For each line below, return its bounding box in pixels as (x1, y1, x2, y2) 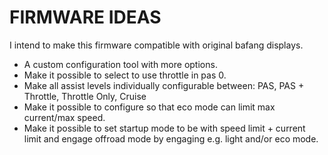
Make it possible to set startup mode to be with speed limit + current (23, 122, 306, 134)
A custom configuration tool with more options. (23, 58, 218, 70)
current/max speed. (23, 111, 106, 123)
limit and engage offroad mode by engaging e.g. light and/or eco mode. (23, 132, 319, 145)
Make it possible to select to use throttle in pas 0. (23, 69, 227, 81)
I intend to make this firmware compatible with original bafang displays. (9, 39, 304, 51)
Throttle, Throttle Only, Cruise (23, 90, 147, 102)
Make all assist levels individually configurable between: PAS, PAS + (23, 79, 305, 91)
